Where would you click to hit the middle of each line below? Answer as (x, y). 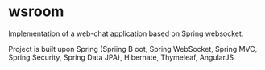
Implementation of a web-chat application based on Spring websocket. (126, 33)
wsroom (36, 12)
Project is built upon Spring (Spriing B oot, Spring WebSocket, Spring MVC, (133, 49)
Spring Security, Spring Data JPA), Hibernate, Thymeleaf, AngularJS (121, 57)
